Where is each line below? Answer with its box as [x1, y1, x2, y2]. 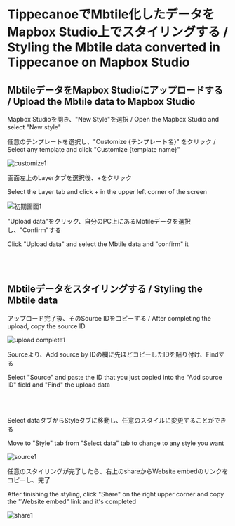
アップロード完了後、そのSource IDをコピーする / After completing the [7, 314, 212, 322]
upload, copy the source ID [7, 321, 86, 331]
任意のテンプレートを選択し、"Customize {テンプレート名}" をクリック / [7, 138, 216, 146]
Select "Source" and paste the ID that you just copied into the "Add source [7, 373, 222, 381]
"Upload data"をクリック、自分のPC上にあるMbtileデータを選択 [7, 217, 191, 225]
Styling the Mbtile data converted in [7, 39, 221, 56]
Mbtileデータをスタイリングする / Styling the [7, 283, 203, 295]
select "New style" [7, 123, 62, 131]
